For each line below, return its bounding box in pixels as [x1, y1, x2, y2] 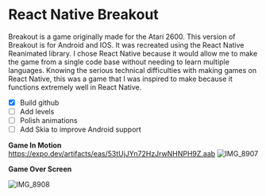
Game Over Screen [8, 164, 72, 174]
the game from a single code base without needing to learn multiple [8, 57, 230, 67]
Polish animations [19, 116, 78, 125]
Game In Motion [8, 140, 62, 150]
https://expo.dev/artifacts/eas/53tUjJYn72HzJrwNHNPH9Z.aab [8, 149, 216, 159]
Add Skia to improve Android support [19, 125, 141, 134]
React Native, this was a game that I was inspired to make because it [8, 74, 233, 83]
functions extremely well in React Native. [8, 82, 142, 92]
